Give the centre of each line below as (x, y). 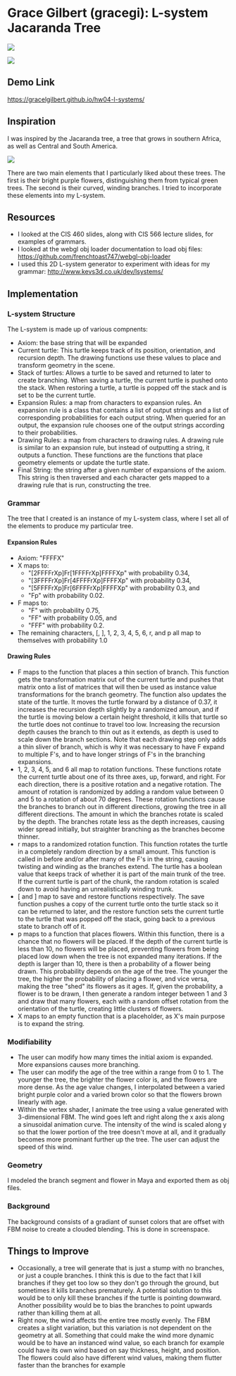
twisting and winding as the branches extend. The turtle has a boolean (120, 866)
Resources (31, 217)
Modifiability (30, 1042)
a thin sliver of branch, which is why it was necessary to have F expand (121, 746)
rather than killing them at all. (60, 1313)
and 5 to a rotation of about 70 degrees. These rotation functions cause (121, 799)
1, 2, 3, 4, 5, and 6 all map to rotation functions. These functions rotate (119, 769)
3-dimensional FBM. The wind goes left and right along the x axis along (121, 1117)
